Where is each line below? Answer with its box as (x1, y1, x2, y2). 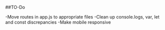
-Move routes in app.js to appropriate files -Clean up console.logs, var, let (5, 14, 160, 19)
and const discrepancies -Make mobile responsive (5, 19, 111, 25)
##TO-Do (5, 4, 25, 10)
